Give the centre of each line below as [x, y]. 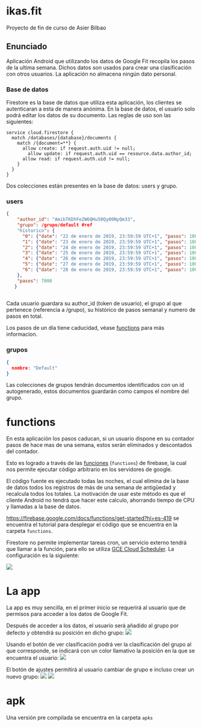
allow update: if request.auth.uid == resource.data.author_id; [110, 154]
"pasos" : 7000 [35, 281]
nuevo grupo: [23, 677]
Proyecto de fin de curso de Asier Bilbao [56, 28]
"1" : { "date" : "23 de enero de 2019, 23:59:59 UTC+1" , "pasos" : [104, 242]
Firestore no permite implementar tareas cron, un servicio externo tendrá [96, 543]
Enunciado [27, 47]
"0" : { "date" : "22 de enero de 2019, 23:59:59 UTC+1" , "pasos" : [104, 236]
